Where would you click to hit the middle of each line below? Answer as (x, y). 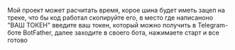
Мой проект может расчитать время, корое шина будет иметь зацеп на (116, 10)
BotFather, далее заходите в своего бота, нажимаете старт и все (121, 32)
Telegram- (213, 25)
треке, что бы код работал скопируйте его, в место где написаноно (110, 18)
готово (18, 40)
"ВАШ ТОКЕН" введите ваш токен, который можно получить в (102, 25)
